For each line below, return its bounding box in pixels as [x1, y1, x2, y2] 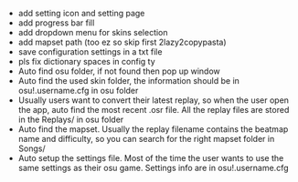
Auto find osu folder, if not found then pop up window [17, 66, 221, 76]
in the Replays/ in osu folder [17, 114, 124, 125]
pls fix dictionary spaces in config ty [17, 56, 155, 66]
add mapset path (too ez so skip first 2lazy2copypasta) [17, 36, 227, 47]
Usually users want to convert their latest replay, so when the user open [17, 95, 290, 106]
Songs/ [17, 143, 46, 154]
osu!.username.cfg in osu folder [17, 86, 139, 96]
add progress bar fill [17, 17, 95, 28]
